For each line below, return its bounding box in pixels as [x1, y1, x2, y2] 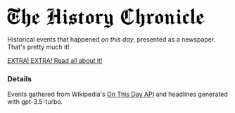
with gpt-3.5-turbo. [7, 97, 63, 106]
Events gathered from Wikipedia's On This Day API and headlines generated [7, 90, 229, 99]
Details [7, 73, 32, 83]
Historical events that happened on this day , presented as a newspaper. [7, 35, 216, 43]
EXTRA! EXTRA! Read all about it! [7, 56, 103, 64]
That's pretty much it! [7, 43, 70, 51]
